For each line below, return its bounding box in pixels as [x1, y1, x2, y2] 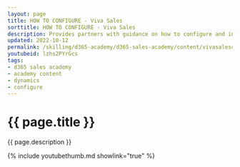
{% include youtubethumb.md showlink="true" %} [7, 151, 156, 161]
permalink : [7, 44, 40, 51]
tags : [7, 57, 24, 64]
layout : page [7, 10, 46, 18]
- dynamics [7, 76, 40, 84]
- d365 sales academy [7, 64, 72, 71]
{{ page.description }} [7, 138, 72, 146]
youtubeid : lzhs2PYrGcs [7, 51, 79, 58]
